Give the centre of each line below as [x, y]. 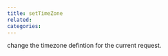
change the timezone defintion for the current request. [84, 46]
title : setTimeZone [35, 13]
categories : [24, 26]
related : [20, 20]
